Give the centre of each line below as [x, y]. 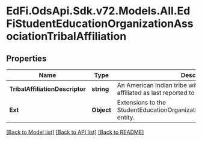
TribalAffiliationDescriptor [47, 89]
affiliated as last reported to [156, 93]
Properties [26, 58]
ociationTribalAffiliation [66, 36]
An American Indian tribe [152, 85]
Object [101, 110]
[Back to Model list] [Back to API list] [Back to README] [75, 132]
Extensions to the [142, 102]
